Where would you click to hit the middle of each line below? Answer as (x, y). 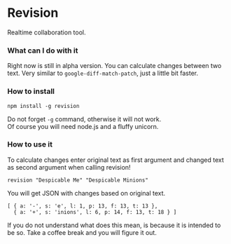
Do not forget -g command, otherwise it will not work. (84, 119)
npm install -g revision (43, 106)
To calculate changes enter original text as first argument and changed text (115, 160)
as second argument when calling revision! (69, 167)
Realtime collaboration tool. (47, 32)
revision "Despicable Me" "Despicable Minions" (78, 180)
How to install (31, 91)
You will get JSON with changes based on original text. (86, 193)
